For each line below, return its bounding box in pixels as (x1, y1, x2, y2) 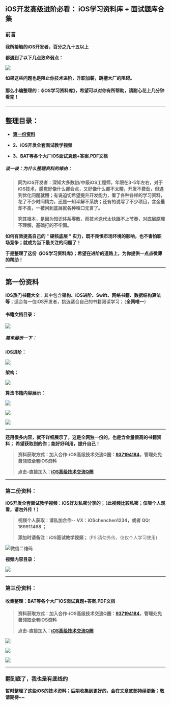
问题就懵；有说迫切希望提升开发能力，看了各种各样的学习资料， (31, 192, 165, 198)
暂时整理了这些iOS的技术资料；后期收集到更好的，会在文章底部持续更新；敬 (5, 688, 164, 694)
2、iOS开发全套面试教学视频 (12, 142, 73, 148)
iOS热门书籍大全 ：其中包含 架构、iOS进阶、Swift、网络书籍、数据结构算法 (5, 292, 161, 298)
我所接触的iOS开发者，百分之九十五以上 (5, 43, 89, 50)
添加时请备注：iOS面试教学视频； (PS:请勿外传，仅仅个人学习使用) (17, 534, 158, 540)
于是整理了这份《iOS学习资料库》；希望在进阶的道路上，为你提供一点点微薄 (5, 250, 162, 256)
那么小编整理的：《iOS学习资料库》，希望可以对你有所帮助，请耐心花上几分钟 (5, 87, 164, 93)
